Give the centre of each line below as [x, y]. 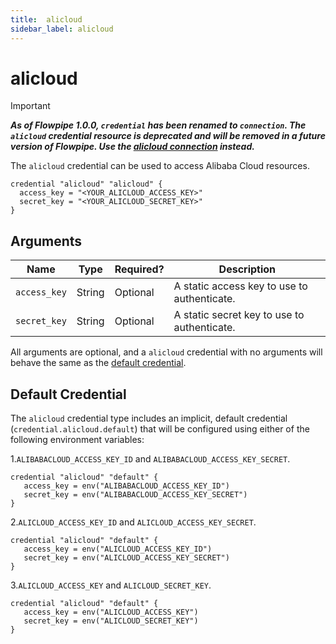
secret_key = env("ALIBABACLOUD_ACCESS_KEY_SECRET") [135, 495]
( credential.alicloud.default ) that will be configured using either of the [160, 429]
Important [30, 106]
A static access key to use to [240, 286]
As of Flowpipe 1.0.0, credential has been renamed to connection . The [158, 125]
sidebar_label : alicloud [62, 29]
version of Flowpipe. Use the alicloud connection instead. [132, 147]
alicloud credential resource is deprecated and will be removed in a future [168, 136]
